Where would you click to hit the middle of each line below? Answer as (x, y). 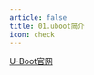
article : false (38, 18)
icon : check (32, 34)
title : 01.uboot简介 (47, 26)
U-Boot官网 (31, 61)
